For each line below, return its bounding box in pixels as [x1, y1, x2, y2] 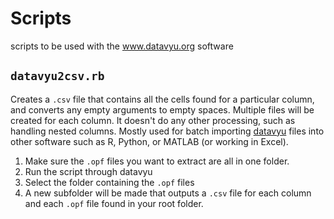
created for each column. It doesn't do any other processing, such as [10, 114, 296, 126]
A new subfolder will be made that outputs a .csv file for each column [24, 187, 312, 199]
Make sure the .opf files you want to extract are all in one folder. [24, 155, 290, 167]
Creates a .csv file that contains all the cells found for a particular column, [10, 93, 315, 105]
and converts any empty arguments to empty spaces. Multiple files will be [10, 103, 315, 116]
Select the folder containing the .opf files [24, 176, 195, 188]
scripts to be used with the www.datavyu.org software [10, 40, 234, 52]
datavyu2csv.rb [10, 69, 105, 84]
